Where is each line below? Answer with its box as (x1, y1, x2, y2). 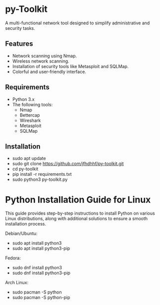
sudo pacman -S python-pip (12, 295, 70, 301)
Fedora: (5, 255, 21, 261)
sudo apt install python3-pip (12, 245, 70, 251)
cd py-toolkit (12, 166, 39, 172)
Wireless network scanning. (12, 58, 69, 64)
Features (5, 40, 33, 48)
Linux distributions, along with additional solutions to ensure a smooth (5, 216, 148, 222)
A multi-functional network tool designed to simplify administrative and (5, 20, 150, 26)
